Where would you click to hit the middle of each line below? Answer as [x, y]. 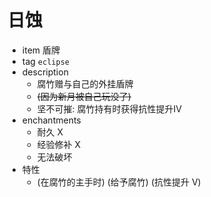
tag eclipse [45, 61]
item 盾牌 [40, 50]
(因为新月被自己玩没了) [84, 96]
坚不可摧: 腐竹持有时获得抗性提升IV [109, 108]
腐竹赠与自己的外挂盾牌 [85, 83]
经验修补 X [59, 144]
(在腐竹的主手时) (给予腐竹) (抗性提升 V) [119, 182]
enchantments [51, 120]
